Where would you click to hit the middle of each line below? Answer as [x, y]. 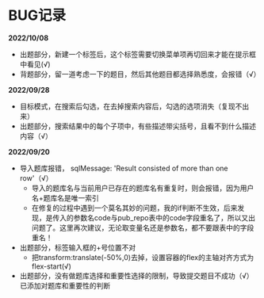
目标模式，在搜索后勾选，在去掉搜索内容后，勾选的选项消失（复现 [127, 106]
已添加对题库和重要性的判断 [65, 285]
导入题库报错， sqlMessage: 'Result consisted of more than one [124, 168]
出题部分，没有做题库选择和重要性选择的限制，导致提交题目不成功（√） [136, 275]
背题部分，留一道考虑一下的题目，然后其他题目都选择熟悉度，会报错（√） [140, 74]
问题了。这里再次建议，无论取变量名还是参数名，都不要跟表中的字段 [143, 227]
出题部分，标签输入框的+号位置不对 [78, 247]
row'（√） [36, 178]
